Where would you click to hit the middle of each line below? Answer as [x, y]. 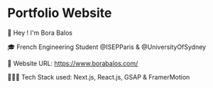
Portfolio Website [60, 13]
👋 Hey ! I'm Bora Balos [40, 33]
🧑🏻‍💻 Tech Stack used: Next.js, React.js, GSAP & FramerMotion [99, 77]
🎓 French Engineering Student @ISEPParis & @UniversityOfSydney [107, 47]
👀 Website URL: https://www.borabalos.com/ [73, 63]
